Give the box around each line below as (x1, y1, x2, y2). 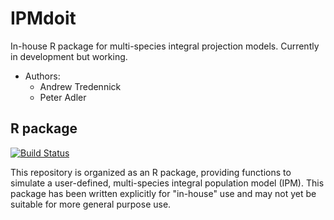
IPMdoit (10, 7, 77, 30)
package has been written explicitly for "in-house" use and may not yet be (10, 187, 317, 199)
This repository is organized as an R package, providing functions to (10, 166, 292, 178)
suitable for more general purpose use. (10, 198, 172, 210)
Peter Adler (39, 91, 87, 103)
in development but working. (10, 50, 128, 62)
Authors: (24, 70, 61, 82)
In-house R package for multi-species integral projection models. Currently (10, 40, 320, 52)
